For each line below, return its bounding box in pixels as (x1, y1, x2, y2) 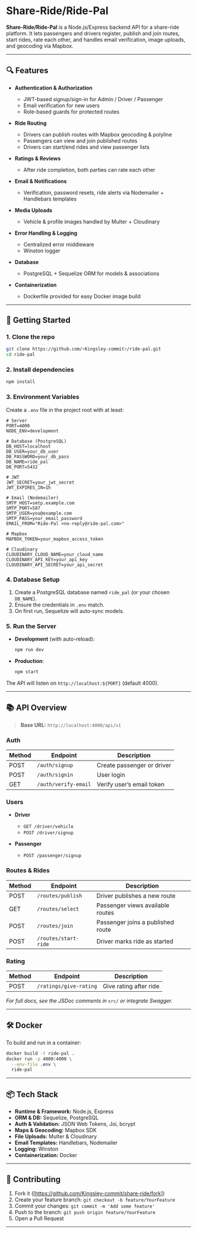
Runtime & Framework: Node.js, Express (14, 1108, 114, 1115)
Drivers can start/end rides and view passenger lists (23, 143, 150, 151)
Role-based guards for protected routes (23, 108, 120, 115)
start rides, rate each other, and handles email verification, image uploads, (6, 36, 186, 43)
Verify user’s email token (96, 781, 165, 789)
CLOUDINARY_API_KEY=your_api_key (6, 556, 88, 562)
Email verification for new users (23, 102, 100, 109)
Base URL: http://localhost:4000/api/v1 (20, 721, 121, 728)
